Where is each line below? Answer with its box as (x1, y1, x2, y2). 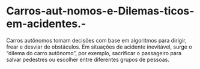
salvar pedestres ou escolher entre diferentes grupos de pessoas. (6, 56, 170, 63)
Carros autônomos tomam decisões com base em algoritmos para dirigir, (6, 37, 187, 44)
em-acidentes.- (6, 17, 86, 31)
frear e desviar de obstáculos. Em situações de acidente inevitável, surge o (6, 43, 192, 50)
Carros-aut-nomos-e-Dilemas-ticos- (6, 4, 195, 18)
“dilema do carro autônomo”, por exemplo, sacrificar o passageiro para (6, 49, 182, 56)
